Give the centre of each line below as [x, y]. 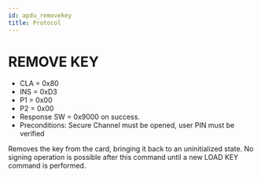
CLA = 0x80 [39, 83]
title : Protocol [35, 23]
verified [32, 134]
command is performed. [47, 165]
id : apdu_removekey [40, 15]
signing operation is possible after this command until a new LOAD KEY [123, 158]
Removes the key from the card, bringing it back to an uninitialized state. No [131, 149]
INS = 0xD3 [38, 92]
